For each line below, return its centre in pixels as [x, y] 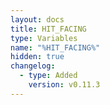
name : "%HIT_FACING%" [55, 47]
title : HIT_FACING [48, 29]
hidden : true [37, 57]
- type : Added [48, 76]
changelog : [33, 66]
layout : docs [37, 19]
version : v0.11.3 [64, 85]
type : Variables [44, 38]
